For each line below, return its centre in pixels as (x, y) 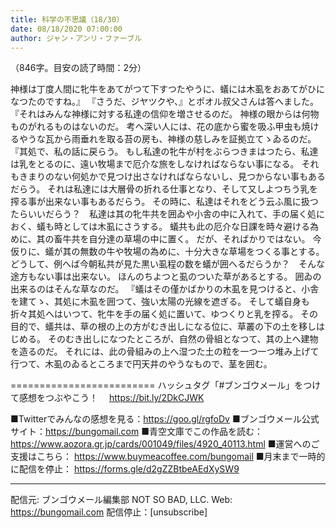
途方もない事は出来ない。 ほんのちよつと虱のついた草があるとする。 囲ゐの (166, 277)
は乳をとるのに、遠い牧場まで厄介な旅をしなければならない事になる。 (155, 164)
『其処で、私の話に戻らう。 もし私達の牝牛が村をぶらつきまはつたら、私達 (164, 152)
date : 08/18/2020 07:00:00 (66, 29)
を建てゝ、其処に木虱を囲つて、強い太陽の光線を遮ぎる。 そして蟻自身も (160, 302)
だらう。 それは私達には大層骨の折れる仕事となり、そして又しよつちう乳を (164, 189)
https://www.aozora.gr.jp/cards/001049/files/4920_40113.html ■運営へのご (165, 444)
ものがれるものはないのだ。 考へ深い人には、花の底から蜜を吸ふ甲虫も (156, 127)
